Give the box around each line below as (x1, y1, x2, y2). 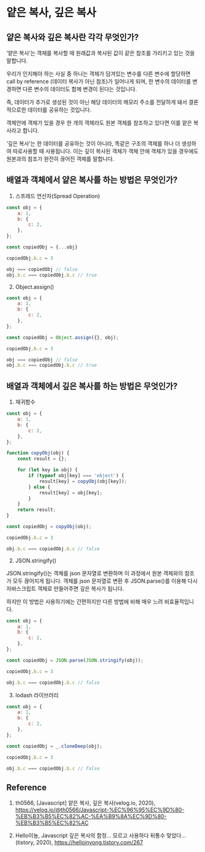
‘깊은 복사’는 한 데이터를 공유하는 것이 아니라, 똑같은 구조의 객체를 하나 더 (6, 140, 181, 147)
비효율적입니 (164, 597, 195, 605)
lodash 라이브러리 (15, 691, 59, 699)
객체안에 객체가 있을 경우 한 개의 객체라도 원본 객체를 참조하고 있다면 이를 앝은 (6, 119, 193, 126)
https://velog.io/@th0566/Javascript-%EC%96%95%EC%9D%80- (15, 806, 185, 813)
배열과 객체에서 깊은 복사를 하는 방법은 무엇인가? (6, 381, 178, 391)
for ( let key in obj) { (17, 467, 78, 473)
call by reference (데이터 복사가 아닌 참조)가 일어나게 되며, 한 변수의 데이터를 (6, 78, 192, 85)
